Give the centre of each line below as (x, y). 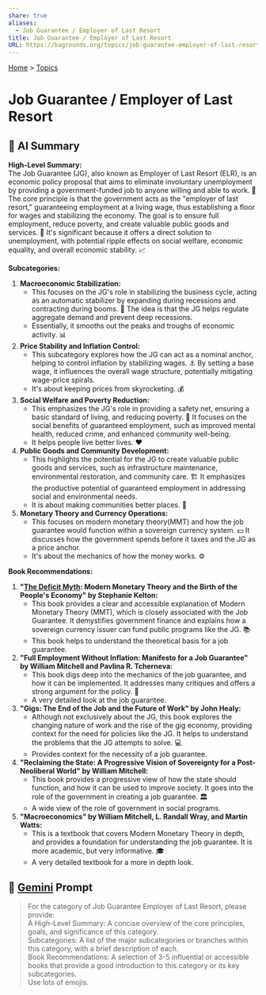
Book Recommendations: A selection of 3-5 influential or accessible (138, 957)
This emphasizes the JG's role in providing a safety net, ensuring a (140, 409)
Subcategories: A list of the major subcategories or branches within (138, 940)
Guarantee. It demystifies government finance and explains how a (139, 621)
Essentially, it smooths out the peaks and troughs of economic (133, 326)
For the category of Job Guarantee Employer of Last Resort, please (137, 906)
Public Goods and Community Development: (94, 451)
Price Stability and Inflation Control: (80, 346)
